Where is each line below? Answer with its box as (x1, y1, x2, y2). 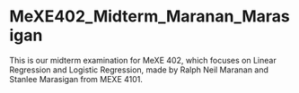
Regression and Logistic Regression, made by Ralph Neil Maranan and (9, 64, 269, 75)
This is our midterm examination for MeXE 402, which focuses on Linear (9, 55, 277, 65)
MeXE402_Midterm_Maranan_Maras (9, 6, 290, 27)
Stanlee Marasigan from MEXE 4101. (9, 73, 144, 84)
